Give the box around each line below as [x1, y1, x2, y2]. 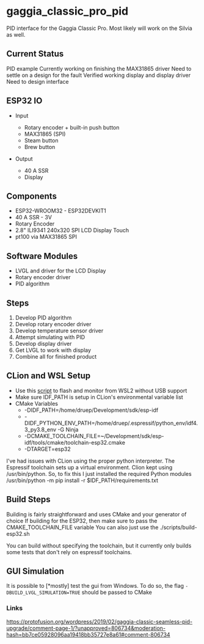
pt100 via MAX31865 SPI [15, 233, 78, 241]
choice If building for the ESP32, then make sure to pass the [6, 517, 158, 524]
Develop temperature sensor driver [15, 327, 104, 334]
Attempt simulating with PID [15, 334, 86, 340]
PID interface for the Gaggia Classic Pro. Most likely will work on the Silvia [6, 24, 192, 32]
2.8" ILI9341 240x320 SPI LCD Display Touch [15, 227, 129, 234]
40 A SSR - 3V [15, 214, 52, 221]
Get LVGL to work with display [15, 346, 92, 354]
